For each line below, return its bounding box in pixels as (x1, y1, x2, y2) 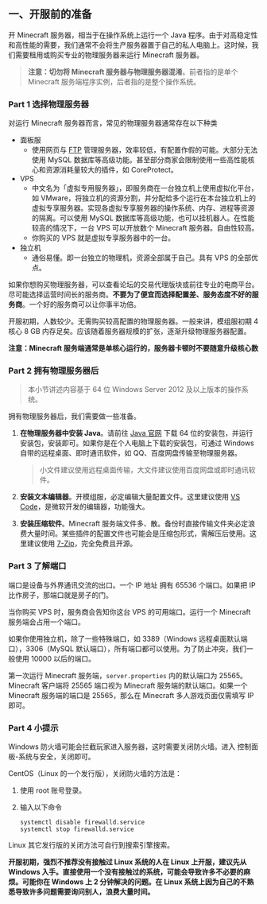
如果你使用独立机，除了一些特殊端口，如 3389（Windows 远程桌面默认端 (8, 634, 248, 643)
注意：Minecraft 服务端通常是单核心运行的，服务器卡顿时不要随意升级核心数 (8, 343, 259, 353)
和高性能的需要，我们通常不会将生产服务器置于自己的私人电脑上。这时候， (8, 40, 252, 49)
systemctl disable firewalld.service (19, 818, 145, 826)
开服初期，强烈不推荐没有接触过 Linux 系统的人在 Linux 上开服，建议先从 (8, 857, 247, 867)
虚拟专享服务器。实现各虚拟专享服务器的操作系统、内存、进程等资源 (31, 204, 255, 213)
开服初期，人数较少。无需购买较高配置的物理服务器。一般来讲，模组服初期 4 (8, 316, 258, 326)
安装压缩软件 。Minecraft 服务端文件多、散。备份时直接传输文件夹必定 (19, 519, 249, 529)
